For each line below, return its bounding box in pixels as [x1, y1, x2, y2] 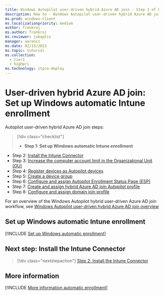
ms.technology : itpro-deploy [5, 66, 64, 71]
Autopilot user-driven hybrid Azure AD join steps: [5, 124, 104, 130]
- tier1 [9, 57, 25, 62]
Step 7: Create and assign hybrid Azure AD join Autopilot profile [12, 184, 140, 190]
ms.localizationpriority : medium [5, 21, 73, 26]
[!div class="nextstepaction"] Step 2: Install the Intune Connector [17, 257, 148, 264]
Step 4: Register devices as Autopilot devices [12, 168, 103, 174]
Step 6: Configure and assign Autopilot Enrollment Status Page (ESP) [12, 178, 151, 184]
